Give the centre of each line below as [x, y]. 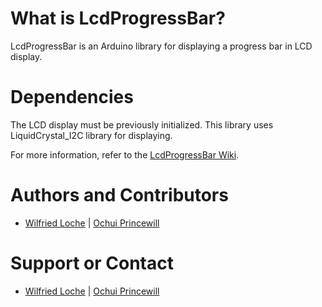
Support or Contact [92, 263]
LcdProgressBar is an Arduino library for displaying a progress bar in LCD [161, 46]
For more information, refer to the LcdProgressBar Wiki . [125, 154]
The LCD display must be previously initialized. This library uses [142, 124]
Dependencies [72, 97]
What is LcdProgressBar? [118, 18]
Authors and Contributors [119, 195]
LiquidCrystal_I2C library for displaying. [91, 135]
